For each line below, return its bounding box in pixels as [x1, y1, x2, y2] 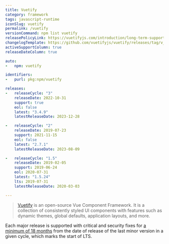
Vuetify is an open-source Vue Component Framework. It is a [17, 202, 145, 208]
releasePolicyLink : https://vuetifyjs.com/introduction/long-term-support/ [5, 36, 167, 41]
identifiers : [5, 72, 33, 77]
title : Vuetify [5, 7, 37, 13]
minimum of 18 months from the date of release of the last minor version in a [5, 227, 163, 234]
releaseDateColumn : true [5, 49, 57, 54]
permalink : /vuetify [5, 26, 49, 31]
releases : [5, 86, 26, 91]
